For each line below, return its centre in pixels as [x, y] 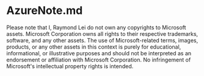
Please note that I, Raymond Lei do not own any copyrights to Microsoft [96, 27]
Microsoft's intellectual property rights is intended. [70, 66]
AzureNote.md [45, 11]
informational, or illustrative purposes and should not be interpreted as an [99, 53]
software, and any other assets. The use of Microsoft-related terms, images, [102, 40]
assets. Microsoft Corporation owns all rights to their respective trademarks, [102, 33]
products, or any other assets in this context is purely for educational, [94, 47]
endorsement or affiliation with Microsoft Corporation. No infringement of [99, 60]
